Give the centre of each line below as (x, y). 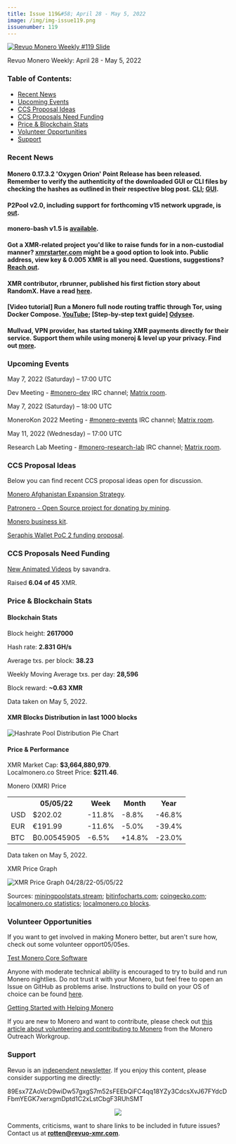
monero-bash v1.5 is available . (53, 229)
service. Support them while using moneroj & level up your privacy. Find (114, 338)
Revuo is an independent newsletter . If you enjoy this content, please (107, 1070)
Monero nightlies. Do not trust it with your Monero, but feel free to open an (115, 979)
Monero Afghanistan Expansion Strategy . (67, 494)
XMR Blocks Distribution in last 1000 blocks (72, 717)
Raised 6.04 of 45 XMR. (42, 582)
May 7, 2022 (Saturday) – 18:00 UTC (60, 406)
